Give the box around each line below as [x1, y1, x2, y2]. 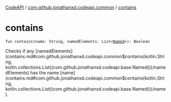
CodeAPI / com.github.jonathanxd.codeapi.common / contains [5, 5, 137, 10]
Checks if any [5, 48, 34, 54]
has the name [30, 69, 59, 75]
